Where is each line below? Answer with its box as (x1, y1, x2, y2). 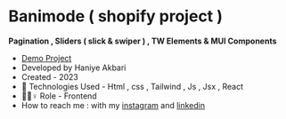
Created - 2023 (20, 71, 79, 82)
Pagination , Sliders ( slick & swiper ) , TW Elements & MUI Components (8, 36, 277, 46)
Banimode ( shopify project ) (8, 6, 224, 27)
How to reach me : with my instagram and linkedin (20, 99, 206, 110)
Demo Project (20, 52, 72, 63)
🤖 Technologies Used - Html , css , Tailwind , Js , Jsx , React (20, 81, 244, 91)
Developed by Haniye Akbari (20, 62, 127, 73)
